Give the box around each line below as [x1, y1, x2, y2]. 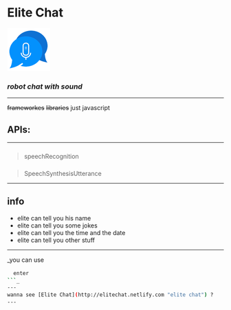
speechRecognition [23, 152, 79, 160]
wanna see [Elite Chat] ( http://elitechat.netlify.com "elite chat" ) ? [7, 291, 214, 298]
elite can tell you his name [16, 214, 91, 222]
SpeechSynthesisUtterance [23, 169, 102, 177]
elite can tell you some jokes [16, 221, 98, 230]
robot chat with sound [7, 81, 82, 91]
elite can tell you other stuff [16, 236, 95, 244]
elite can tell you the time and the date [16, 228, 126, 236]
